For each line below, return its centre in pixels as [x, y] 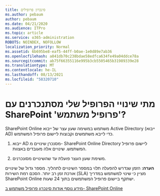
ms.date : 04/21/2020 [27, 24]
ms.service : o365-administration [40, 38]
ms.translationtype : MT [30, 65]
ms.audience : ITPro [25, 28]
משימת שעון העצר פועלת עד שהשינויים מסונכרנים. [59, 158]
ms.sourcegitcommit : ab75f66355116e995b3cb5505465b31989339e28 [72, 61]
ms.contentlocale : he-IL [31, 70]
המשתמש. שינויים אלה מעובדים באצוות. [49, 149]
